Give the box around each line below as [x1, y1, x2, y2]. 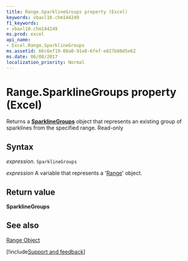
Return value [6, 187, 55, 197]
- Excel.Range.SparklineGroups [6, 43, 85, 49]
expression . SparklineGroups [6, 158, 77, 165]
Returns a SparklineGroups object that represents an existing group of [6, 118, 182, 125]
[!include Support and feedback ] [6, 248, 86, 255]
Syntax [6, 142, 34, 152]
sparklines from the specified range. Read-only [6, 124, 124, 131]
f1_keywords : [6, 20, 39, 26]
